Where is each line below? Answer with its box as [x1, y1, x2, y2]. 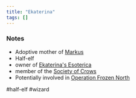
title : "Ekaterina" [6, 8, 56, 15]
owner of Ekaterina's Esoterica [15, 61, 92, 68]
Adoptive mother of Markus [15, 48, 84, 55]
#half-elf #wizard [6, 85, 50, 93]
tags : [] [6, 15, 28, 21]
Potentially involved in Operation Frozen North [15, 74, 130, 81]
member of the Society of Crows [15, 67, 97, 74]
